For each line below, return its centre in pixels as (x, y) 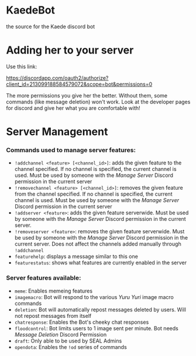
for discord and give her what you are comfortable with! (73, 108)
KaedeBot (31, 10)
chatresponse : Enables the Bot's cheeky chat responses (82, 322)
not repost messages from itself (53, 315)
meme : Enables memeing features (53, 291)
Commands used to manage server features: (71, 150)
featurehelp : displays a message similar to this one (76, 257)
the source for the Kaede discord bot (51, 26)
